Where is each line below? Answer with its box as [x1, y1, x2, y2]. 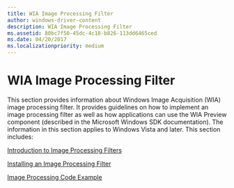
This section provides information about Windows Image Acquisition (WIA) [7, 95, 221, 104]
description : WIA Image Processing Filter [7, 23, 132, 30]
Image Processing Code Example [7, 173, 102, 181]
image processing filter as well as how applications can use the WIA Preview [7, 110, 227, 118]
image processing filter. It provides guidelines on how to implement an [7, 102, 209, 111]
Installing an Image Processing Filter [7, 159, 111, 168]
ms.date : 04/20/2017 [7, 36, 68, 43]
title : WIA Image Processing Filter [7, 10, 114, 17]
